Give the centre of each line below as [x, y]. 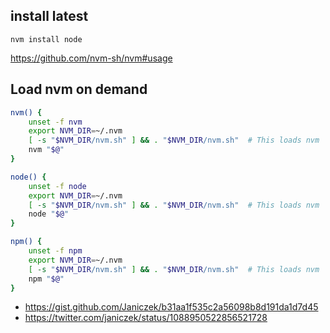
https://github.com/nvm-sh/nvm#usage [91, 58]
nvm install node [46, 39]
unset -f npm [55, 251]
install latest [49, 16]
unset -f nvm [55, 122]
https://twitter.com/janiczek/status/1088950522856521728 [146, 318]
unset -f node [57, 186]
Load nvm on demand [79, 89]
